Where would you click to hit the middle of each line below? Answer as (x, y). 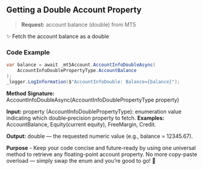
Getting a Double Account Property (74, 10)
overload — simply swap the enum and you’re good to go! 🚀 (81, 160)
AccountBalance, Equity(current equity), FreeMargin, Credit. (81, 124)
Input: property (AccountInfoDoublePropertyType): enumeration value (94, 111)
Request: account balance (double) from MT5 (78, 24)
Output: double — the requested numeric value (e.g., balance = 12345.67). (100, 136)
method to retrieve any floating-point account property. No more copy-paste (102, 154)
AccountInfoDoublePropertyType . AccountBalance (77, 70)
